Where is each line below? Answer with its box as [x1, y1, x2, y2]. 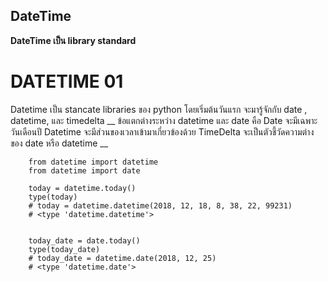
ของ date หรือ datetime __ [10, 137, 109, 149]
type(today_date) [28, 244, 101, 254]
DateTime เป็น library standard [10, 34, 137, 46]
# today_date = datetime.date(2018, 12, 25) [28, 253, 217, 263]
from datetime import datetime [28, 157, 159, 167]
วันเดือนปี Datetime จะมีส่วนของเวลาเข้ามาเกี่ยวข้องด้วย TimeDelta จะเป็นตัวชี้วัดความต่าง [10, 125, 315, 138]
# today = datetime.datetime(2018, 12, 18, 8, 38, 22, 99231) [28, 200, 293, 211]
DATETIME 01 [10, 70, 124, 93]
